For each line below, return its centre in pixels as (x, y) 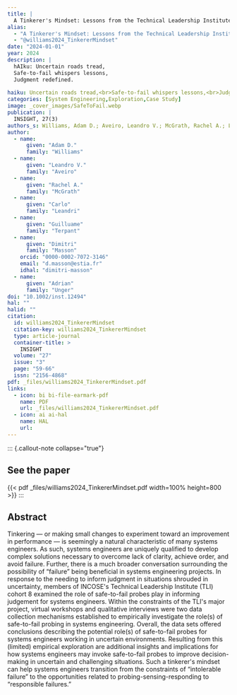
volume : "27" (33, 356)
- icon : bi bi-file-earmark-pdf (61, 395)
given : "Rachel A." (54, 185)
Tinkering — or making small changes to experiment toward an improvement (119, 534)
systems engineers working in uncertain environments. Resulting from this (115, 639)
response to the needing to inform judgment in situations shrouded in (108, 579)
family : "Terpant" (53, 230)
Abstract (27, 517)
